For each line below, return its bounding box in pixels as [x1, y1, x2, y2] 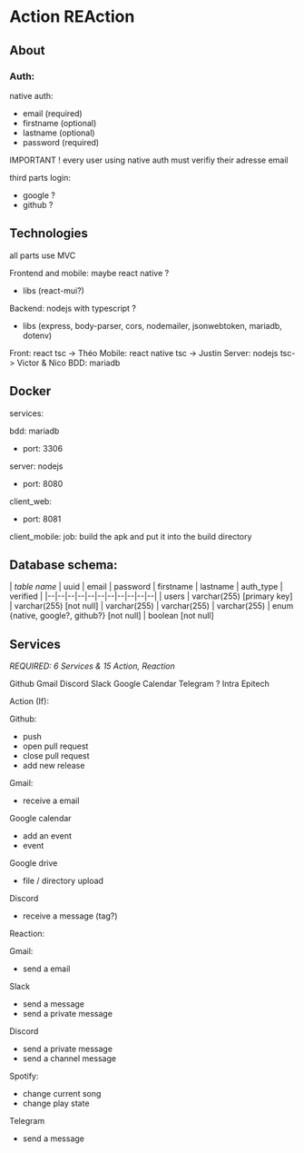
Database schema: [9, 557, 118, 572]
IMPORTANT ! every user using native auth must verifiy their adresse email [9, 154, 289, 165]
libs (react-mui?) [22, 284, 84, 296]
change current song [22, 1088, 102, 1099]
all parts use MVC [9, 250, 76, 261]
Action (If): [9, 696, 50, 707]
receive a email [22, 795, 80, 806]
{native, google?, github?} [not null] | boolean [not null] [9, 611, 215, 621]
